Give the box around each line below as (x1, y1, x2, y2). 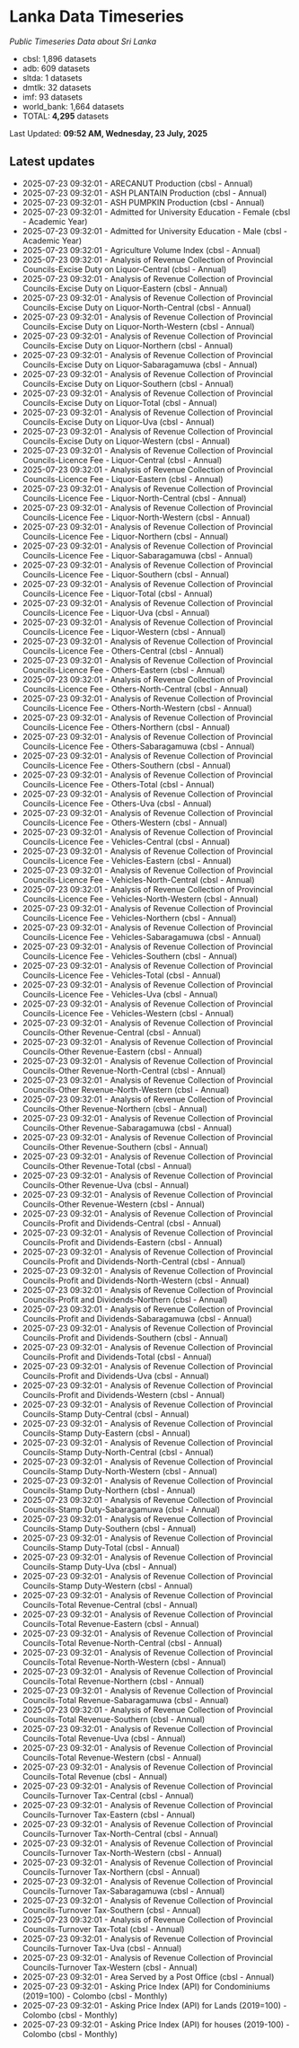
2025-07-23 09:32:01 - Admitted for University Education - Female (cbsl (22, 207, 291, 217)
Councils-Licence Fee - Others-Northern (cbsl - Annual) (22, 721, 231, 733)
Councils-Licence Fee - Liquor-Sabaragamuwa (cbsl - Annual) (22, 549, 253, 560)
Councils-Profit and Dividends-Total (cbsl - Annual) (22, 1351, 213, 1362)
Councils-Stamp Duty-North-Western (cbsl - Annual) (22, 1465, 218, 1476)
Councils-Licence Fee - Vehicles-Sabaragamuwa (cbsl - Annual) (22, 931, 262, 942)
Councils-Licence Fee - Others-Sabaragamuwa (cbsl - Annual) (22, 741, 255, 752)
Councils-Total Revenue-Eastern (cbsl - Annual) (22, 1618, 199, 1629)
